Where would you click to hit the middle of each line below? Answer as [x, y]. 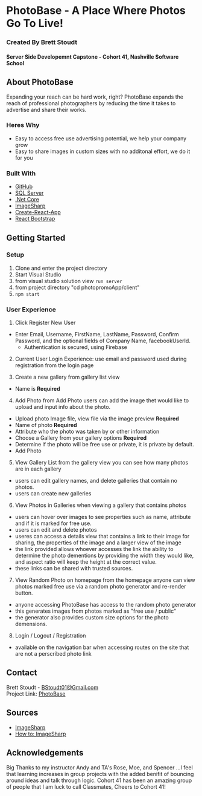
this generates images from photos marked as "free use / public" [96, 611]
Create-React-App [38, 212]
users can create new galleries [53, 494]
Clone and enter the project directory [61, 268]
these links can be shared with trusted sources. [74, 569]
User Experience [31, 309]
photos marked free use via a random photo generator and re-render [100, 587]
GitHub [24, 187]
